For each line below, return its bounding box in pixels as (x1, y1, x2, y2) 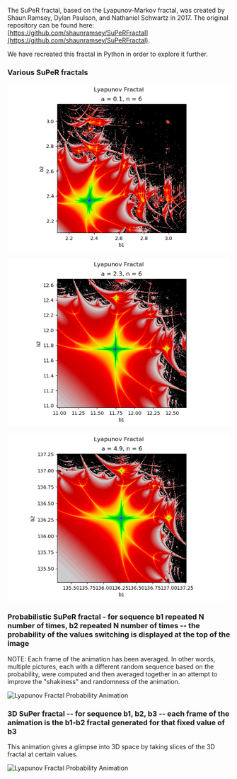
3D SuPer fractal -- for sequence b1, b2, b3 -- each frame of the (7, 708, 230, 718)
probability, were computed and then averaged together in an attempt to (7, 669, 218, 678)
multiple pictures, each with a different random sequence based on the (7, 662, 214, 671)
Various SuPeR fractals (7, 67, 88, 77)
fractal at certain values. (7, 750, 79, 758)
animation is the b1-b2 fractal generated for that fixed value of (7, 717, 225, 727)
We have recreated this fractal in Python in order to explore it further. (7, 50, 209, 58)
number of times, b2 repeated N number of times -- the (7, 621, 200, 631)
